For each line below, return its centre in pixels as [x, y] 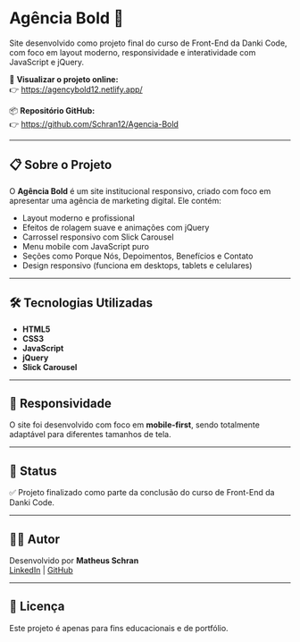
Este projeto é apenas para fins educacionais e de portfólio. [119, 628]
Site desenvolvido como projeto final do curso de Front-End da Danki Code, [148, 43]
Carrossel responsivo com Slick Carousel [98, 237]
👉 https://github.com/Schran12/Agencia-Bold [94, 123]
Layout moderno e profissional [79, 217]
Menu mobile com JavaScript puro [86, 246]
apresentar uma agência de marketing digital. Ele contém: [115, 200]
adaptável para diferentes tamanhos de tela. [90, 435]
